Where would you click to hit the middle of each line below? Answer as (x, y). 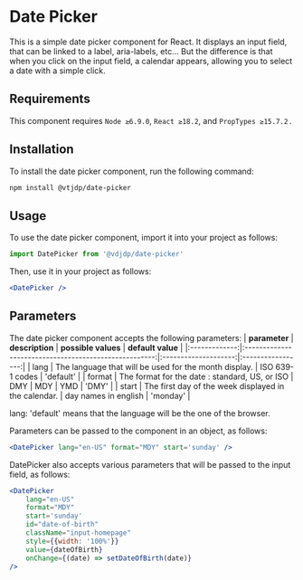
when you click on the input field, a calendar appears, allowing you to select (151, 61)
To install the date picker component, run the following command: (132, 171)
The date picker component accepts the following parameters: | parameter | (151, 338)
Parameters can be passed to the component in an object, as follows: (138, 431)
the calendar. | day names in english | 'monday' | (100, 395)
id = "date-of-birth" (62, 525)
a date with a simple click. (57, 71)
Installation (42, 150)
